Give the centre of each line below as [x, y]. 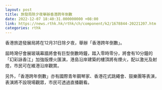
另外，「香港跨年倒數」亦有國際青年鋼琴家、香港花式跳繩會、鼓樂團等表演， [82, 76]
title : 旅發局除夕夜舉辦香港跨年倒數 [39, 14]
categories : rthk [23, 28]
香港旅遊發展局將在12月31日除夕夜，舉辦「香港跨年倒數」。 [65, 43]
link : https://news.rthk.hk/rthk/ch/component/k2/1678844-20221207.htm [81, 23]
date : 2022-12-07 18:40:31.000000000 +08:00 [52, 19]
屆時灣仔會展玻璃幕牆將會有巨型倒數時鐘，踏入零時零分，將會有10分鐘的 [79, 53]
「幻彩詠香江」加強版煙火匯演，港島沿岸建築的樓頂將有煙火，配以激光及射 [81, 59]
